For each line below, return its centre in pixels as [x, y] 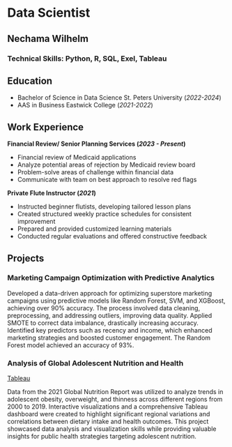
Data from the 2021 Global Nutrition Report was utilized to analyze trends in [115, 392]
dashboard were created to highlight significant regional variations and [109, 414]
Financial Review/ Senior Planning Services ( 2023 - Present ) [96, 144]
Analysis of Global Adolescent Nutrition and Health [95, 363]
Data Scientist [49, 13]
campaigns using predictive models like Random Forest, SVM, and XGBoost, [116, 301]
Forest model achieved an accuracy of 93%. [71, 345]
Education [30, 81]
